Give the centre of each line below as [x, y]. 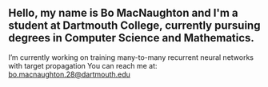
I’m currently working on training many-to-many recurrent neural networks [131, 57]
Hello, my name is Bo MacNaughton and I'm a [123, 13]
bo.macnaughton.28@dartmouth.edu [69, 74]
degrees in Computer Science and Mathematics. [131, 38]
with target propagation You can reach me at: [83, 65]
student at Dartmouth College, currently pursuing [134, 26]
